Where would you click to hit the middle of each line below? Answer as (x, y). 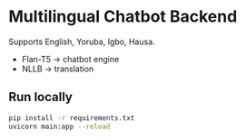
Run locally (41, 97)
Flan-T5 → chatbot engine (70, 59)
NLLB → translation (58, 69)
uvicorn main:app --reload (59, 126)
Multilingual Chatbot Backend (123, 17)
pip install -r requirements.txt (72, 118)
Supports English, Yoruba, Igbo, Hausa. (82, 42)
